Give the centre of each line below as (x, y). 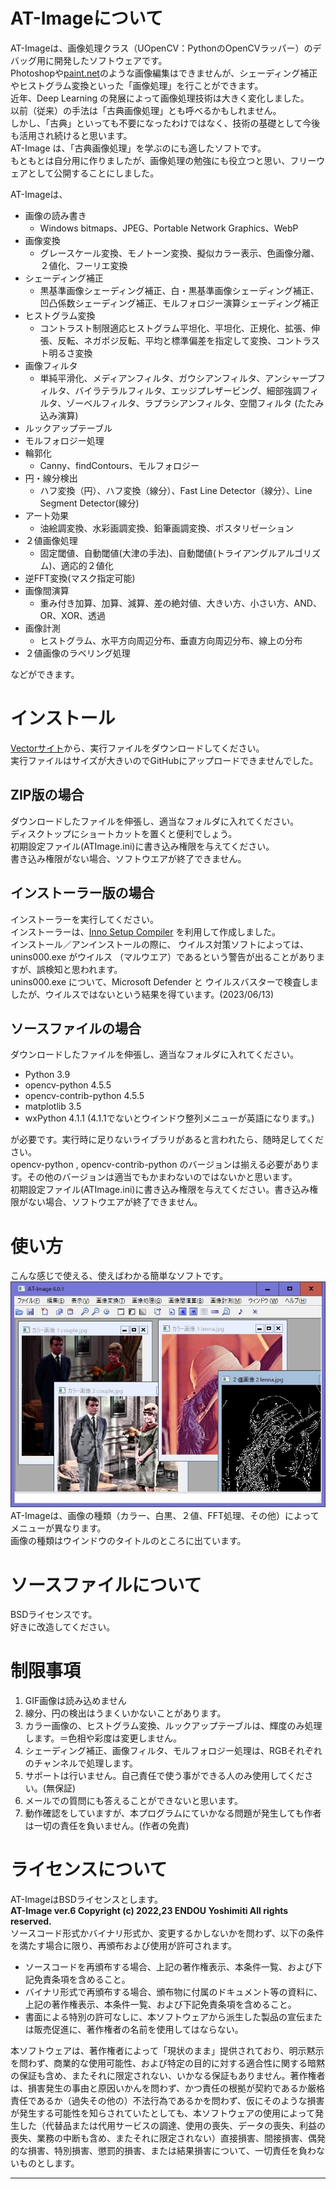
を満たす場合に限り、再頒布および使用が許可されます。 (124, 1946)
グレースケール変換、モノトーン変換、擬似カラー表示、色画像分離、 (179, 253)
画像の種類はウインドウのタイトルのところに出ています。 (128, 1541)
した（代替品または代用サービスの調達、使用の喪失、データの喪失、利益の (172, 2126)
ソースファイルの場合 (76, 1028)
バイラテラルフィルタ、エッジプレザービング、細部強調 (188, 390)
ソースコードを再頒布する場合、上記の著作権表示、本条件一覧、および (169, 1967)
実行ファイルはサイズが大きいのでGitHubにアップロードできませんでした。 (164, 760)
